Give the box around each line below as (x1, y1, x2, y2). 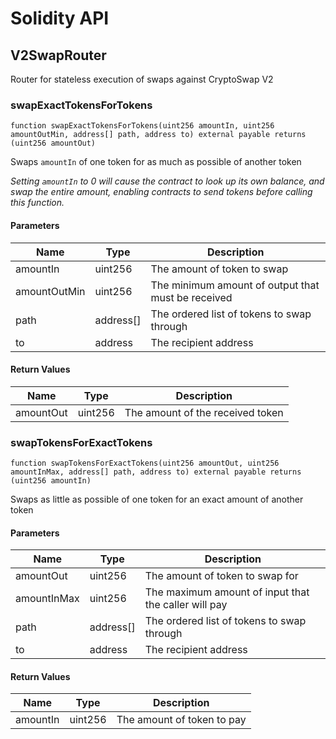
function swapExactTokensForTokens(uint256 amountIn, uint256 (10, 121, 275, 131)
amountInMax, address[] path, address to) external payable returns (10, 467, 302, 477)
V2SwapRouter (10, 47, 107, 64)
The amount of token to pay (116, 713, 247, 727)
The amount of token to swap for (144, 569, 299, 583)
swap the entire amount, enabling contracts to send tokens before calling (10, 186, 313, 198)
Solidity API (10, 7, 110, 30)
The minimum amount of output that (150, 278, 320, 292)
